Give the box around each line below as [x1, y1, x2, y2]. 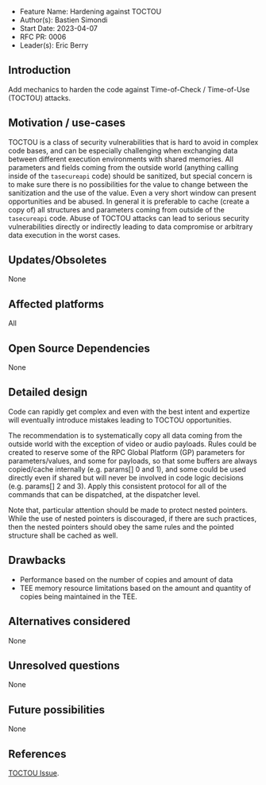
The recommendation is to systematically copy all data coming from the [8, 430, 243, 440]
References [8, 747, 67, 760]
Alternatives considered [8, 615, 131, 628]
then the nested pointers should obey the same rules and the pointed [8, 522, 234, 531]
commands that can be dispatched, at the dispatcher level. [8, 489, 201, 499]
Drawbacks [8, 554, 66, 567]
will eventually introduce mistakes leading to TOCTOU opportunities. [8, 415, 232, 425]
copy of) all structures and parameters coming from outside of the [8, 204, 225, 214]
